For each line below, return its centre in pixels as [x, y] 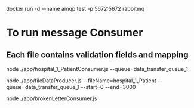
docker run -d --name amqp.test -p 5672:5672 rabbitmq [76, 9]
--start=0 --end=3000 [108, 87]
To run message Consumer [75, 33]
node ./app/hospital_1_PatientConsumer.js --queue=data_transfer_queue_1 [97, 69]
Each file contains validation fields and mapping [97, 55]
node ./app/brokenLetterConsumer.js [52, 98]
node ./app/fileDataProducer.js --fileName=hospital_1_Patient [81, 81]
